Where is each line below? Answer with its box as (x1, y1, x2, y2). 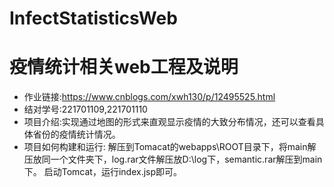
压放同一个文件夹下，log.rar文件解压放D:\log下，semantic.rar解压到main (23, 153, 323, 166)
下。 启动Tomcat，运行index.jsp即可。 (23, 166, 183, 178)
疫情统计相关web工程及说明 (9, 56, 239, 79)
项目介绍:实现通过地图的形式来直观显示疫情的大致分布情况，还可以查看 (23, 116, 316, 128)
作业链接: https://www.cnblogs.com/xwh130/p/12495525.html (23, 91, 276, 103)
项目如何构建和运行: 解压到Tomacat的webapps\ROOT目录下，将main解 (23, 141, 317, 153)
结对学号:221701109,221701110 (23, 103, 148, 116)
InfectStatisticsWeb (9, 7, 178, 30)
